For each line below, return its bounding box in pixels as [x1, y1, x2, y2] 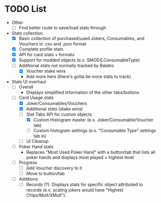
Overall [18, 84, 34, 90]
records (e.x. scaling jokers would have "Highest [26, 187, 124, 193]
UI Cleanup [26, 138, 49, 144]
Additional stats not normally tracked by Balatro [18, 62, 114, 69]
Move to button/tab [26, 171, 65, 177]
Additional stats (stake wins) [26, 106, 83, 112]
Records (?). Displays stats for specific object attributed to [26, 182, 143, 187]
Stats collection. [11, 30, 44, 36]
